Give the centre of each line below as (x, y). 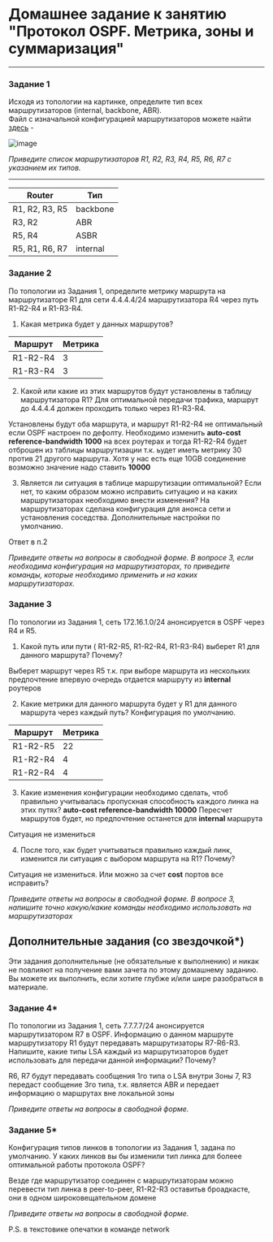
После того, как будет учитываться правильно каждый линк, (126, 850)
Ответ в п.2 (28, 542)
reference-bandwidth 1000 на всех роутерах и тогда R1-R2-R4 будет (128, 441)
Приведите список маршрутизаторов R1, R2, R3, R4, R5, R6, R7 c (120, 159)
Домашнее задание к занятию (118, 14)
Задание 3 (30, 604)
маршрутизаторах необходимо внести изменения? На (115, 500)
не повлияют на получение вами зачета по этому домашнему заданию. (133, 969)
